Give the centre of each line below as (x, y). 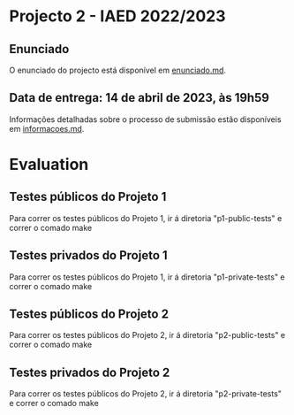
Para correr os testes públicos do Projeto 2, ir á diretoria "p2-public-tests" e (147, 335)
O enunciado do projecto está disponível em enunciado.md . (118, 70)
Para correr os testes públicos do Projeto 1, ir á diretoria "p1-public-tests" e (146, 218)
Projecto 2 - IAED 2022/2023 (118, 16)
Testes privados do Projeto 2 (90, 372)
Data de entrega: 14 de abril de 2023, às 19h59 (139, 98)
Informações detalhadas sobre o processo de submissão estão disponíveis (145, 119)
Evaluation (49, 165)
